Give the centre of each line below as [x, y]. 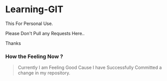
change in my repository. [44, 73]
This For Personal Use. [29, 23]
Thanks [13, 43]
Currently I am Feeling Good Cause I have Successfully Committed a [90, 68]
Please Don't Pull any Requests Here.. [45, 33]
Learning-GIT [34, 9]
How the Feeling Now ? [34, 56]
